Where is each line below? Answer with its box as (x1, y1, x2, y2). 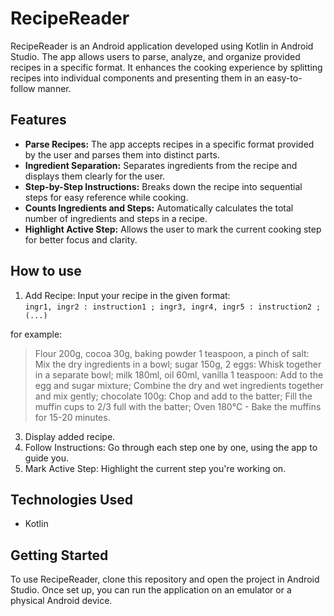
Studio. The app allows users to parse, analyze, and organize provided (10, 50, 301, 62)
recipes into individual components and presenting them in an (10, 72, 265, 84)
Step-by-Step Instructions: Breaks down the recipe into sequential (24, 180, 303, 192)
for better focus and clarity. (24, 233, 138, 246)
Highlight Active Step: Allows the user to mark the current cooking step (24, 223, 322, 235)
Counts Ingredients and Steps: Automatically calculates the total (24, 202, 294, 214)
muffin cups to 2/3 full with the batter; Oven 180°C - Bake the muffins (34, 400, 322, 412)
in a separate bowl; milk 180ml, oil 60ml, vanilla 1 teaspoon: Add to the (34, 368, 324, 381)
